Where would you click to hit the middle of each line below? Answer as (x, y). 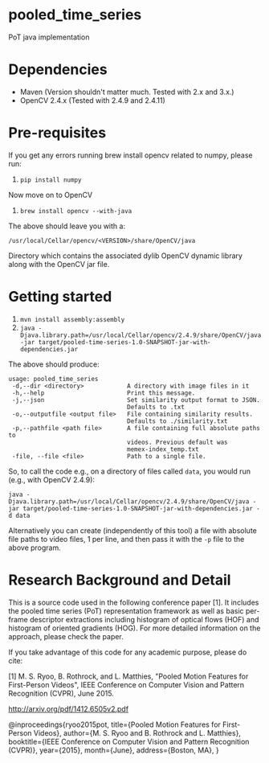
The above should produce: (54, 364)
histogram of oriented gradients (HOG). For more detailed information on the (134, 628)
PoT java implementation (49, 37)
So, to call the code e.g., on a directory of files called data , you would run (130, 471)
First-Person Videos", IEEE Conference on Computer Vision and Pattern (126, 684)
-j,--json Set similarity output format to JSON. (136, 400)
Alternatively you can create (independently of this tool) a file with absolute (132, 530)
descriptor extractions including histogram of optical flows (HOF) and (144, 619)
